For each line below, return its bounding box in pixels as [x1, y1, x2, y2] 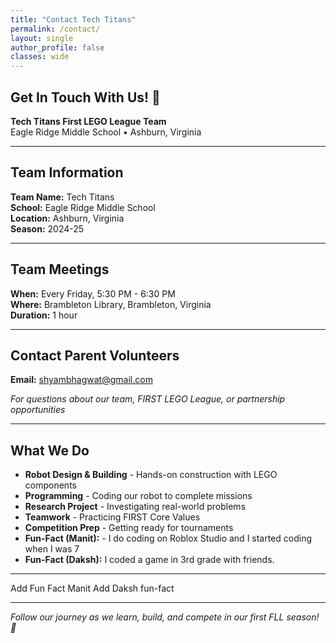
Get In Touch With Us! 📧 [10, 89, 161, 106]
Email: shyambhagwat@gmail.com [10, 374, 153, 386]
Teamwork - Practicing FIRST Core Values [24, 511, 201, 523]
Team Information [10, 164, 124, 181]
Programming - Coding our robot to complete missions [24, 490, 253, 502]
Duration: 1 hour [10, 309, 78, 321]
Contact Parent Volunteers [10, 347, 180, 364]
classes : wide [10, 52, 70, 62]
